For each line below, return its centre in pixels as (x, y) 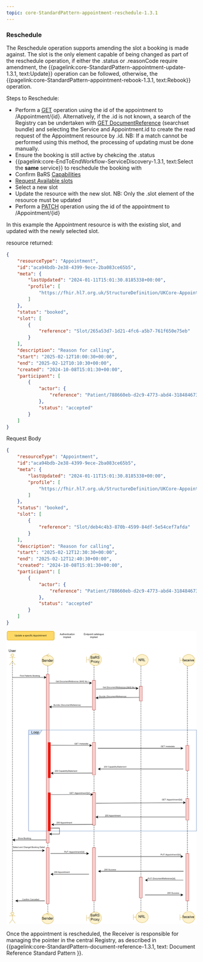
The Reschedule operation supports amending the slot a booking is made (98, 48)
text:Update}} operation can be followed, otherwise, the (89, 73)
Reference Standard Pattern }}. (45, 953)
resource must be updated (48, 200)
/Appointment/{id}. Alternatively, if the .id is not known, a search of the (103, 116)
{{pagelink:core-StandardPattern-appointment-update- (117, 67)
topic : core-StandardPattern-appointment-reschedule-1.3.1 (82, 13)
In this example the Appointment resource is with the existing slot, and (94, 225)
